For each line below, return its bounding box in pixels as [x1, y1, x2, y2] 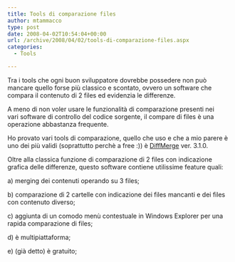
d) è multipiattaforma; [7, 233, 71, 241]
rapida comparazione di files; [7, 219, 93, 228]
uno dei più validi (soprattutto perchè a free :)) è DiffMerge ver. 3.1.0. [7, 141, 209, 150]
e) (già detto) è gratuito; [7, 246, 77, 255]
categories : [7, 43, 43, 51]
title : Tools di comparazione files [7, 10, 116, 18]
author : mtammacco [7, 17, 62, 24]
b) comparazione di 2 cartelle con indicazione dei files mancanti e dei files [7, 190, 226, 199]
